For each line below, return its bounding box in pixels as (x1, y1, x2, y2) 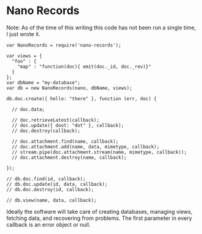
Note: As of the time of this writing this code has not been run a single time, (6, 24, 197, 31)
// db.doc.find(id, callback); (6, 175, 86, 182)
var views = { (6, 53, 43, 59)
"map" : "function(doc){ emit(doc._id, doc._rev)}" (17, 64, 151, 70)
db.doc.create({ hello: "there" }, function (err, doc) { (6, 95, 157, 101)
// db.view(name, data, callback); (6, 197, 97, 203)
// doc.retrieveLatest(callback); (12, 117, 99, 123)
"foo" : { (12, 58, 37, 64)
